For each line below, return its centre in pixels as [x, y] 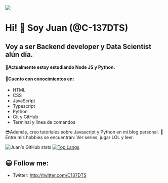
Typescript [24, 106]
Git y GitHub [25, 117]
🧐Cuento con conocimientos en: [40, 79]
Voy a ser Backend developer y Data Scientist [78, 46]
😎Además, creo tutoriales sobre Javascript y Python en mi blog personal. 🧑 [84, 132]
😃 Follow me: [27, 163]
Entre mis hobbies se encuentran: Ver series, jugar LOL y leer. [70, 138]
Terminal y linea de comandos [44, 122]
